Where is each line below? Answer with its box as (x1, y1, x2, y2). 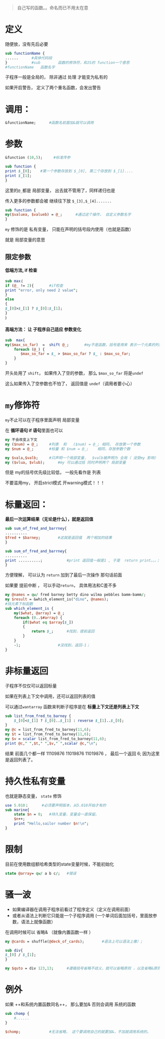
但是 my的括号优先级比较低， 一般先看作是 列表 (5, 469, 101, 475)
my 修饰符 (5, 400, 40, 411)
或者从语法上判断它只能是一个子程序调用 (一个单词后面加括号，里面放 (12, 912, 153, 918)
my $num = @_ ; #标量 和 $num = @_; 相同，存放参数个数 (5, 446, 131, 451)
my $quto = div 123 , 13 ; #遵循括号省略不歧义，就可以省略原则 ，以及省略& (5, 966, 154, 971)
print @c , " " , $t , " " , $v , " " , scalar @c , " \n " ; (5, 741, 98, 746)
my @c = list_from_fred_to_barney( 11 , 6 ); (5, 727, 91, 732)
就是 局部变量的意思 (5, 237, 45, 243)
